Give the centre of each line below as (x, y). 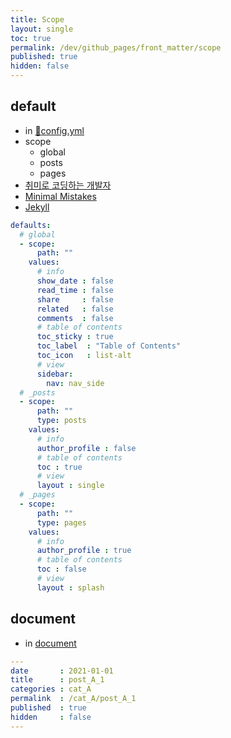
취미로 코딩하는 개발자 (68, 185)
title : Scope (37, 19)
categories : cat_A (51, 689)
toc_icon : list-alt (84, 356)
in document (50, 643)
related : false (75, 309)
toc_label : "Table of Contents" (109, 346)
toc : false (61, 569)
